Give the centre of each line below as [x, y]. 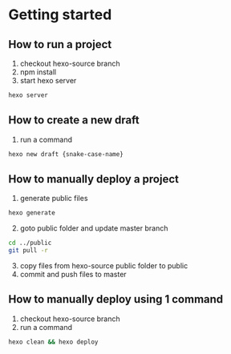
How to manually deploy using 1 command [116, 299]
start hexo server [48, 80]
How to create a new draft [74, 121]
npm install [38, 72]
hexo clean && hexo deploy [53, 342]
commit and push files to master [73, 274]
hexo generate [32, 213]
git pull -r [28, 251]
